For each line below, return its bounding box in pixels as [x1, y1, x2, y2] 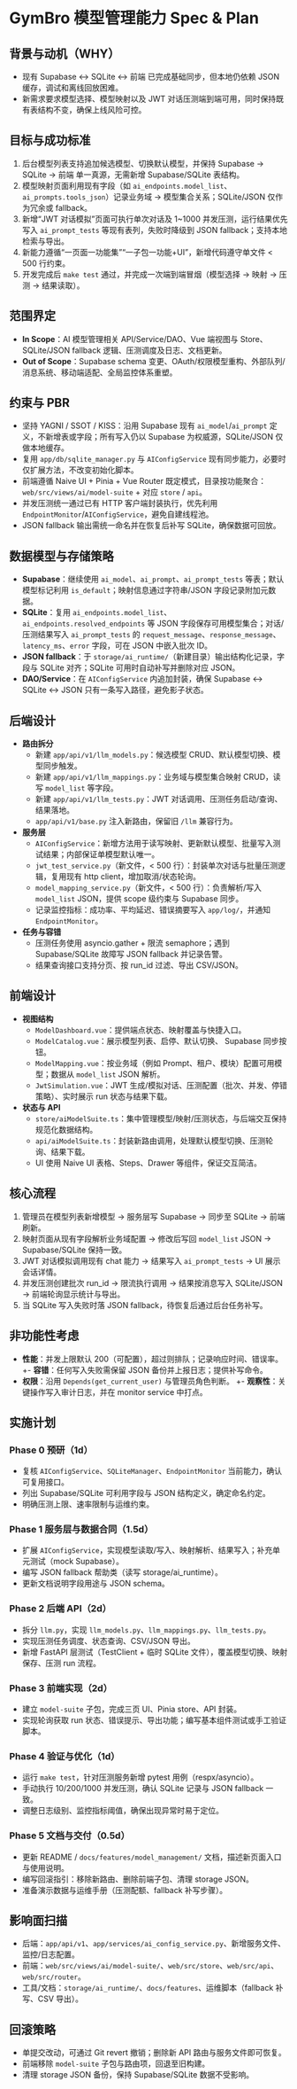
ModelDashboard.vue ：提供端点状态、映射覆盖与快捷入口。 [34, 1025, 247, 1035]
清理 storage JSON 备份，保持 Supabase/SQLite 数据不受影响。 [21, 2070, 255, 2080]
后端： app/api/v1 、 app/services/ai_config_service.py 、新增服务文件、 [21, 1938, 286, 1949]
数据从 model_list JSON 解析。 [50, 1069, 165, 1080]
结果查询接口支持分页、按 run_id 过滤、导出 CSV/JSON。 [34, 960, 243, 970]
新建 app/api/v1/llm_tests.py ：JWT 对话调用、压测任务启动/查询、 [34, 794, 283, 805]
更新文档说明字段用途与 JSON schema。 [21, 1578, 170, 1589]
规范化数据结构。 [34, 1124, 98, 1134]
